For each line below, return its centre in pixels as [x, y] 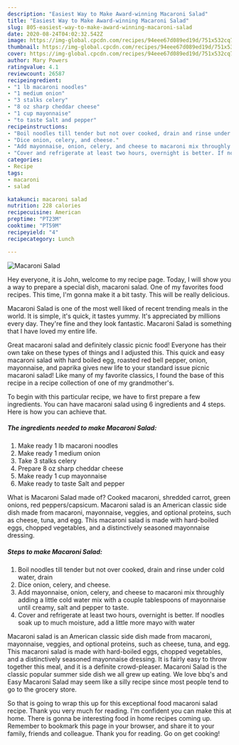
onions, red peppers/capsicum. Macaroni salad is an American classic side [117, 505]
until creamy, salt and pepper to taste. [73, 607]
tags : [15, 173]
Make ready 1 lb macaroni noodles [68, 446]
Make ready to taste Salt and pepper [71, 484]
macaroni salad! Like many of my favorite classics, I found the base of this [116, 375]
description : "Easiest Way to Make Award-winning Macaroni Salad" [108, 14]
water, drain [35, 577]
